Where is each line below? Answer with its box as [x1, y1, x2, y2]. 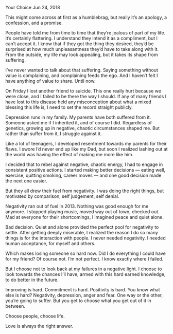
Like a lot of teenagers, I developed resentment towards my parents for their [5, 141, 167, 146]
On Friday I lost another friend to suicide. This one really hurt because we [5, 88, 161, 94]
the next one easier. [5, 178, 47, 184]
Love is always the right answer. [5, 323, 74, 329]
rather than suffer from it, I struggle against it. [5, 131, 102, 137]
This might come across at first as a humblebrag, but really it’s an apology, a [5, 14, 167, 20]
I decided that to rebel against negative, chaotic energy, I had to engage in [5, 161, 163, 168]
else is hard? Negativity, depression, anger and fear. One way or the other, [5, 292, 163, 298]
